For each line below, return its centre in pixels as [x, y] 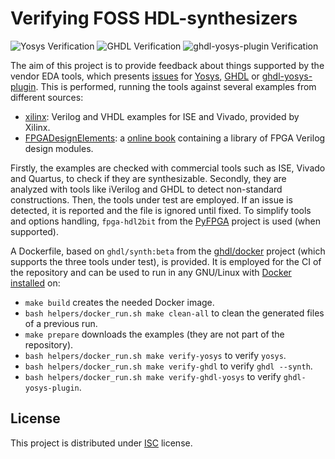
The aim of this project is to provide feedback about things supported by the [167, 65]
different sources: [47, 97]
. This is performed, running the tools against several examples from [176, 86]
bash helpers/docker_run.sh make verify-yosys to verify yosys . [155, 355]
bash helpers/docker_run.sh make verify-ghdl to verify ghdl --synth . [168, 366]
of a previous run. [61, 323]
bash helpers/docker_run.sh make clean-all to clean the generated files [174, 313]
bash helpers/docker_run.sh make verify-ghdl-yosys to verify [153, 376]
